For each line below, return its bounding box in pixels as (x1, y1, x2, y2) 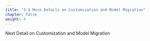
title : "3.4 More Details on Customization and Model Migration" (5, 7, 145, 12)
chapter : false (5, 12, 37, 17)
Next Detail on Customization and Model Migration (5, 30, 110, 36)
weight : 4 (5, 16, 26, 21)
